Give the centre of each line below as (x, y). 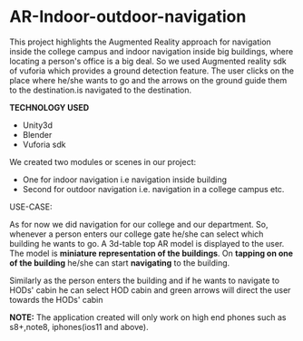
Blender (37, 134)
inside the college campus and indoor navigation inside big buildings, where (151, 51)
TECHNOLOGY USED (49, 107)
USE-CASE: (31, 207)
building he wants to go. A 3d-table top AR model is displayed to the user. (147, 243)
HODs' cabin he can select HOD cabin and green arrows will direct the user (150, 290)
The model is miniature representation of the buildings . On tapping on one (151, 253)
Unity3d (37, 125)
